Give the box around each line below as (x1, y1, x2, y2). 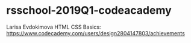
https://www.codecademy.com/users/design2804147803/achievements (6, 29, 185, 36)
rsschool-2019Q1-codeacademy (6, 4, 172, 17)
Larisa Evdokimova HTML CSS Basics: (6, 23, 101, 30)
